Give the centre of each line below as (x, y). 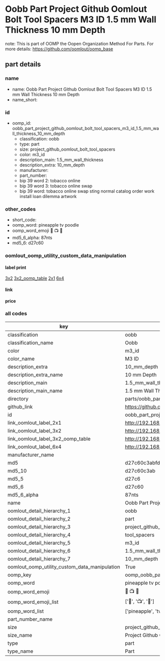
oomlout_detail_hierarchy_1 (39, 511)
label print (16, 267)
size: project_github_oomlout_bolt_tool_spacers (67, 149)
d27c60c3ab (140, 470)
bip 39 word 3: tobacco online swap (56, 186)
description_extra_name (35, 374)
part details (23, 64)
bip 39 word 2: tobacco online (50, 180)
